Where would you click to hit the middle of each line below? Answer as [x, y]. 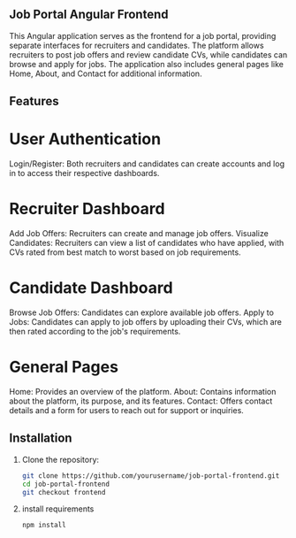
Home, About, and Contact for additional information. [106, 73]
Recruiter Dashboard [87, 209]
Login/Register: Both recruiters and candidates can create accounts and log [147, 164]
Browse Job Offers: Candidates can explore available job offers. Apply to [141, 312]
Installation [41, 438]
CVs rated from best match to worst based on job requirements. [125, 252]
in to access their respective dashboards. [84, 173]
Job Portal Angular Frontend [89, 15]
